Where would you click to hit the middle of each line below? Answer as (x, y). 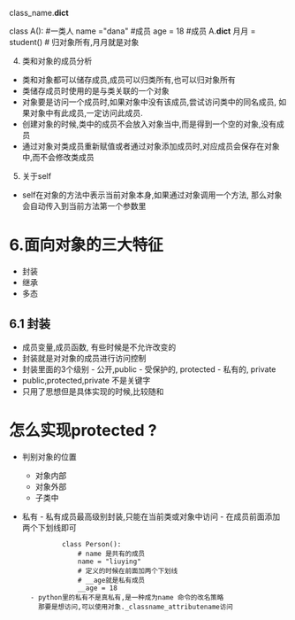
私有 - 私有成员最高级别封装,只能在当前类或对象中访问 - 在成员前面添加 (151, 516)
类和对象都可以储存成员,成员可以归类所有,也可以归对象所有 (129, 80)
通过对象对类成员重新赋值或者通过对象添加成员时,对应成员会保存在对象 (151, 146)
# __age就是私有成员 (112, 580)
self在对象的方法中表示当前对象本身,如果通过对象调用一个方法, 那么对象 (152, 195)
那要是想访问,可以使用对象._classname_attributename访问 (136, 607)
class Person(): (91, 544)
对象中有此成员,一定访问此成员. (86, 113)
